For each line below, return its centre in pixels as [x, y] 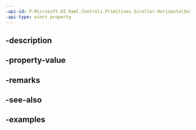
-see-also [24, 100]
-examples [25, 120]
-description [29, 41]
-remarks [23, 80]
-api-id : [16, 11]
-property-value [36, 60]
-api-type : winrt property [38, 17]
